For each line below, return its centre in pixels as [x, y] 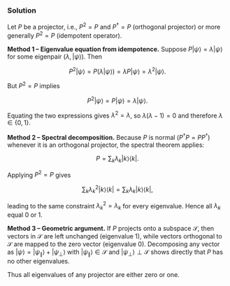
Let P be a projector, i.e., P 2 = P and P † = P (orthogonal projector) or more [114, 26]
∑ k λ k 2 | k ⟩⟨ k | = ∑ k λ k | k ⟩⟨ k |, [117, 190]
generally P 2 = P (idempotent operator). [65, 35]
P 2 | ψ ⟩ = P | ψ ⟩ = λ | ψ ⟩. [117, 100]
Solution [22, 10]
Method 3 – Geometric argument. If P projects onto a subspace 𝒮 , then [111, 229]
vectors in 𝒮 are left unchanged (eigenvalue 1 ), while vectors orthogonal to [115, 236]
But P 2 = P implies [34, 85]
